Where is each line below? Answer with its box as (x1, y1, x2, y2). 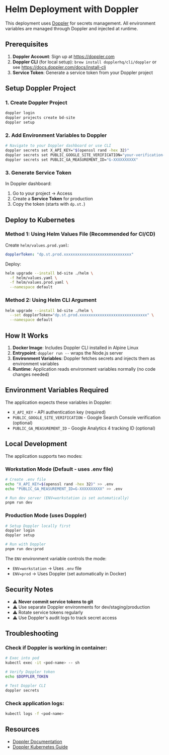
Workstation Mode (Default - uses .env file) (5, 465, 113, 472)
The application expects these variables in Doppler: (5, 399, 112, 405)
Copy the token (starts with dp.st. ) (12, 201, 86, 207)
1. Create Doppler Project (5, 99, 67, 106)
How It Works (5, 331, 49, 340)
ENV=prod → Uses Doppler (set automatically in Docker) (12, 570, 127, 576)
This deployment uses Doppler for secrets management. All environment (5, 20, 156, 26)
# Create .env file (5, 477, 46, 482)
